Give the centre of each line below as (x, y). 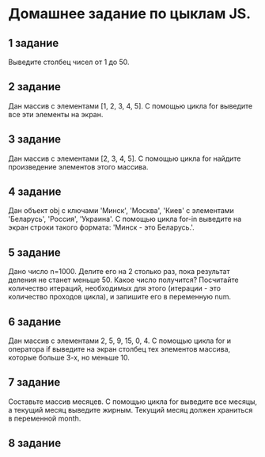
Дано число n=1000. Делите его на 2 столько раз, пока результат (119, 272)
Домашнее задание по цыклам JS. (130, 14)
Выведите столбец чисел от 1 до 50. (69, 62)
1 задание (34, 43)
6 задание (35, 322)
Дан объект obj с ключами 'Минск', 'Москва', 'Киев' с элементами (121, 211)
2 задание (34, 87)
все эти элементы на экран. (56, 114)
